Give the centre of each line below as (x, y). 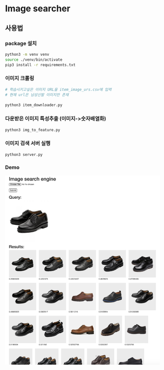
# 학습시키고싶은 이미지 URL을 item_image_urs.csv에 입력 (58, 89)
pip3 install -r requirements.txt (41, 65)
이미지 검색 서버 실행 (28, 144)
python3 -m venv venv (27, 54)
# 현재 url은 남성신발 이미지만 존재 (37, 95)
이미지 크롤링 (20, 78)
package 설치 (21, 43)
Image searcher (38, 9)
